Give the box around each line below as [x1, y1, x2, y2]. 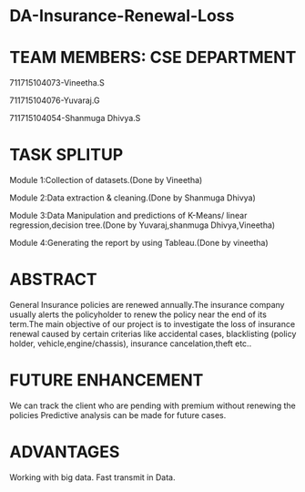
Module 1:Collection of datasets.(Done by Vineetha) [9, 175, 203, 186]
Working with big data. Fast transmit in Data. [9, 471, 176, 483]
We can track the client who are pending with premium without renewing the [9, 400, 296, 411]
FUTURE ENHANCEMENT [9, 370, 204, 391]
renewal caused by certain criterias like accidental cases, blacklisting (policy [9, 329, 297, 339]
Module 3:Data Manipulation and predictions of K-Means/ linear [9, 210, 248, 221]
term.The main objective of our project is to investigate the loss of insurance [9, 319, 296, 329]
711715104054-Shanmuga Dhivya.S [9, 113, 141, 124]
